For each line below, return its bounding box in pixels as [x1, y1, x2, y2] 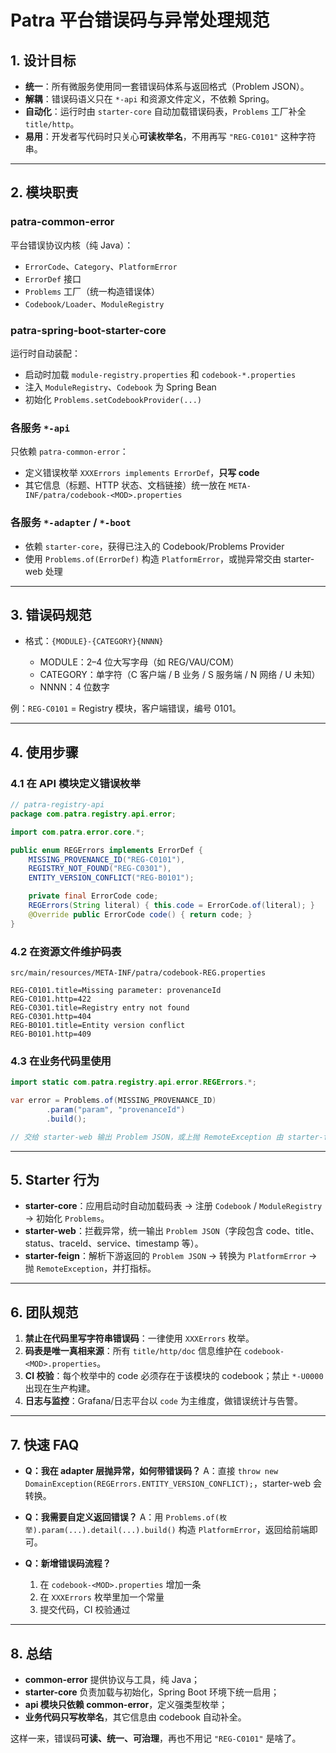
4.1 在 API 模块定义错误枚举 [10, 776, 141, 790]
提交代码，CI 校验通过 [39, 1604, 131, 1616]
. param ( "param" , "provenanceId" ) [46, 1105, 186, 1115]
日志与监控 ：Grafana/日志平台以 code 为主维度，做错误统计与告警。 [24, 1395, 303, 1407]
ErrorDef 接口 [24, 272, 82, 285]
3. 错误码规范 [10, 606, 92, 623]
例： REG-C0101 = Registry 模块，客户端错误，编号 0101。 [10, 702, 242, 715]
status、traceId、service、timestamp [24, 1237, 180, 1250]
